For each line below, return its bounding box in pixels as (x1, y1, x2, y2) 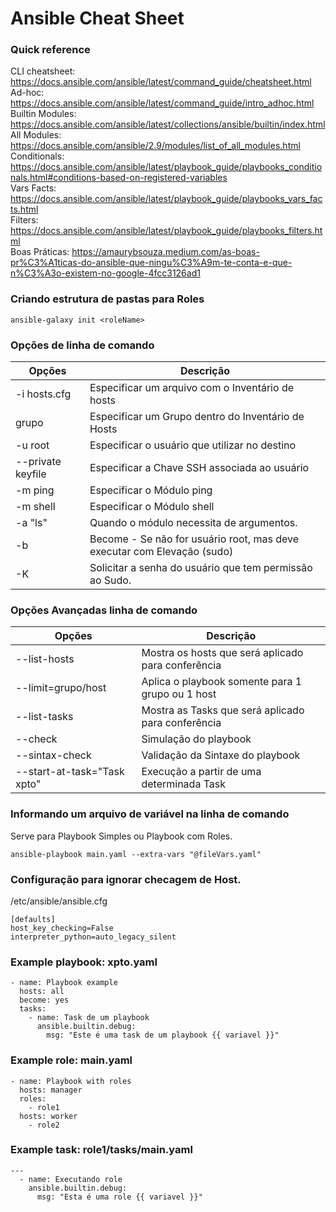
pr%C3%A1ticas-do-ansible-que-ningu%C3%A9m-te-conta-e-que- (10, 257, 293, 269)
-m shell (15, 500, 56, 514)
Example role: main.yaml (10, 1053, 133, 1067)
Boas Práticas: (10, 246, 70, 258)
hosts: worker (19, 1111, 78, 1121)
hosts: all (19, 987, 65, 997)
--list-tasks (15, 710, 74, 724)
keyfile (15, 467, 47, 481)
